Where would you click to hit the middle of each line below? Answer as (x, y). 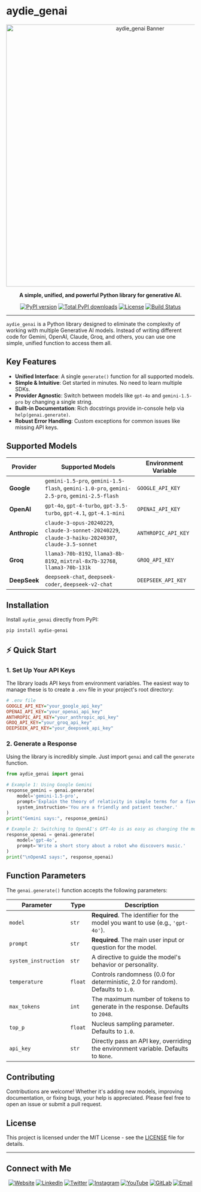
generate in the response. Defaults (140, 1006)
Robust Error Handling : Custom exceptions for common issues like (98, 421)
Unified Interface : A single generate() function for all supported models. (104, 376)
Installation (28, 605)
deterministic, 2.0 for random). (135, 982)
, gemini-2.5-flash (92, 496)
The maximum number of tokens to (141, 999)
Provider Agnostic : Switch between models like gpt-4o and (88, 395)
